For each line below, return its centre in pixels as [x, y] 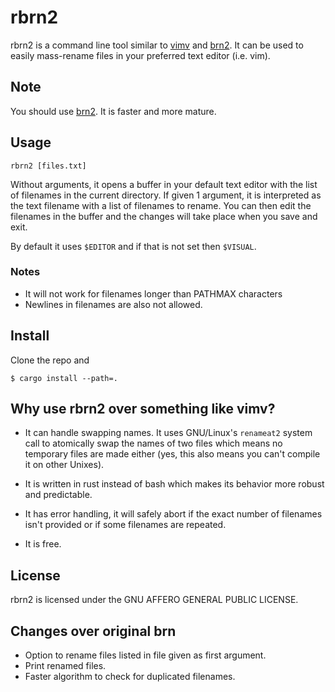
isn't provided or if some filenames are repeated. [125, 525]
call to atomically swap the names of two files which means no [153, 443]
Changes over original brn [93, 631]
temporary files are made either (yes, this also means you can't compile [172, 454]
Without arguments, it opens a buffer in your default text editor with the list [164, 184]
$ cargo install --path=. [64, 378]
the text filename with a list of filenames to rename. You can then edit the [161, 205]
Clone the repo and [50, 360]
